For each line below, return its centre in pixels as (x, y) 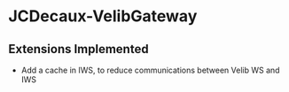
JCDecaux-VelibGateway (103, 16)
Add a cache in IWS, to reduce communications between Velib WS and (150, 70)
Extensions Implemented (78, 49)
